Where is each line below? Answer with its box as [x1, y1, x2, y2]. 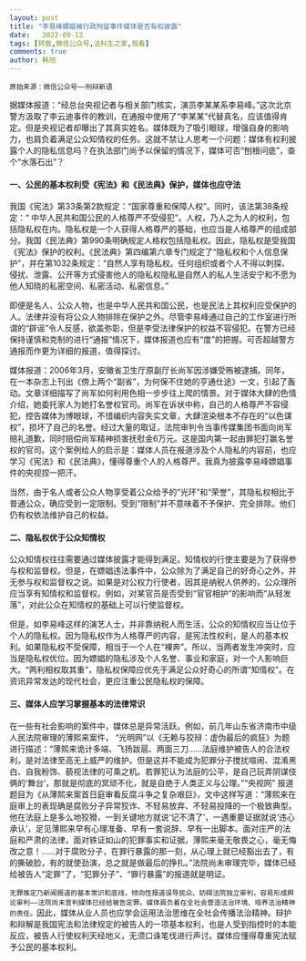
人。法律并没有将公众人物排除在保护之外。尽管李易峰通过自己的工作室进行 [9, 312, 289, 322]
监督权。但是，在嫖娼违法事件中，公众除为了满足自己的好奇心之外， [33, 566, 289, 577]
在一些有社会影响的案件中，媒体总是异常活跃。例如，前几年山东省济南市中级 [9, 721, 297, 731]
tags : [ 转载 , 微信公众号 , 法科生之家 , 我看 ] [9, 38, 150, 48]
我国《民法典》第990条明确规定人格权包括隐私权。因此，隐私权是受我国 [25, 235, 296, 246]
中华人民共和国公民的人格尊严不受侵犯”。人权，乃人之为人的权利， [31, 212, 282, 223]
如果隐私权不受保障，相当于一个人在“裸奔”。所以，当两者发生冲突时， [25, 641, 289, 652]
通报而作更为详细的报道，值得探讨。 [9, 345, 146, 356]
